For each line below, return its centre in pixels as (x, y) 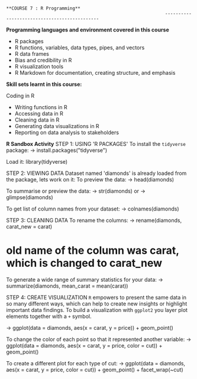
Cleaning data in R (37, 120)
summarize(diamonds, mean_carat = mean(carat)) (67, 286)
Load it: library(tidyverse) (37, 162)
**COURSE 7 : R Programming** (43, 8)
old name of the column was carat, (93, 251)
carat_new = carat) (29, 227)
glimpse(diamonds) (30, 197)
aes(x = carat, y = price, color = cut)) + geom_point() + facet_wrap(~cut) (95, 370)
